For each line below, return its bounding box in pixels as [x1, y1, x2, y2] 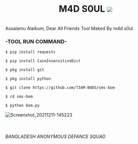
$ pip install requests [5, 49, 56, 55]
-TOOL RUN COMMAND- [5, 38, 67, 45]
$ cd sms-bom [5, 94, 33, 99]
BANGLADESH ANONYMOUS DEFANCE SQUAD [5, 133, 106, 139]
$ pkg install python [5, 76, 51, 81]
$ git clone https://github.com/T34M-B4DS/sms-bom [5, 85, 115, 91]
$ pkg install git [5, 67, 44, 73]
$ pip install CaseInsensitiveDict [5, 59, 81, 64]
